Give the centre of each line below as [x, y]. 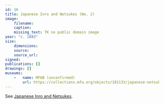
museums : [14, 73]
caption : [23, 28]
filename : [24, 23]
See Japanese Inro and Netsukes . [39, 96]
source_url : [26, 55]
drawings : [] [18, 69]
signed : [13, 60]
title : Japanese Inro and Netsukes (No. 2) [50, 14]
